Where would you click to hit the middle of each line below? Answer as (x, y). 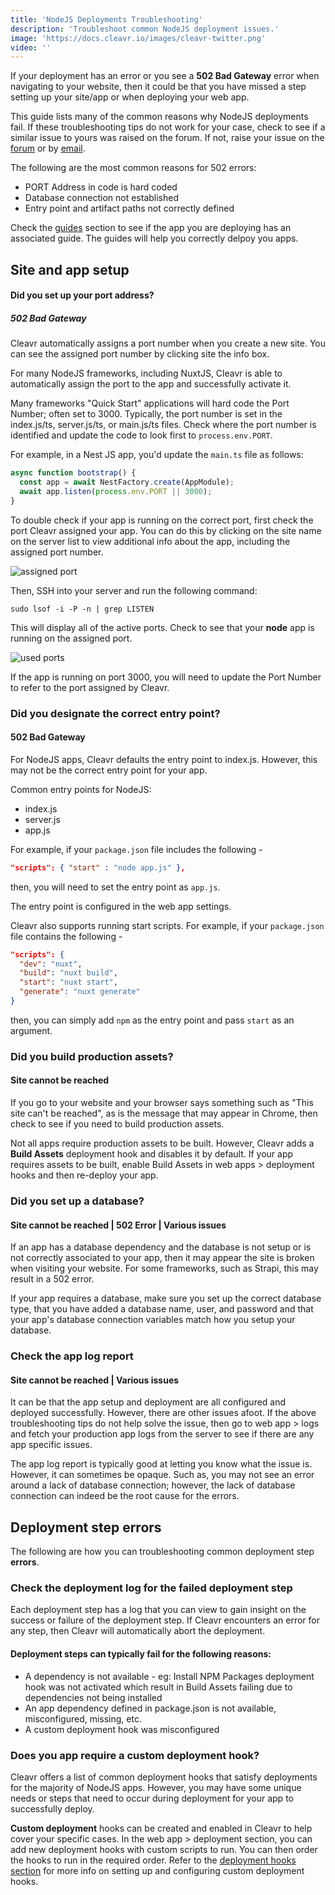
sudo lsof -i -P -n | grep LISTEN (82, 609)
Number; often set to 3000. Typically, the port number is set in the (146, 414)
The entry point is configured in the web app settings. (121, 906)
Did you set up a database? (77, 1201)
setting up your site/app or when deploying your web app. (130, 97)
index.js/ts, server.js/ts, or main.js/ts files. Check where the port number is (163, 425)
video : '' (31, 47)
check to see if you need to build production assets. (117, 1124)
